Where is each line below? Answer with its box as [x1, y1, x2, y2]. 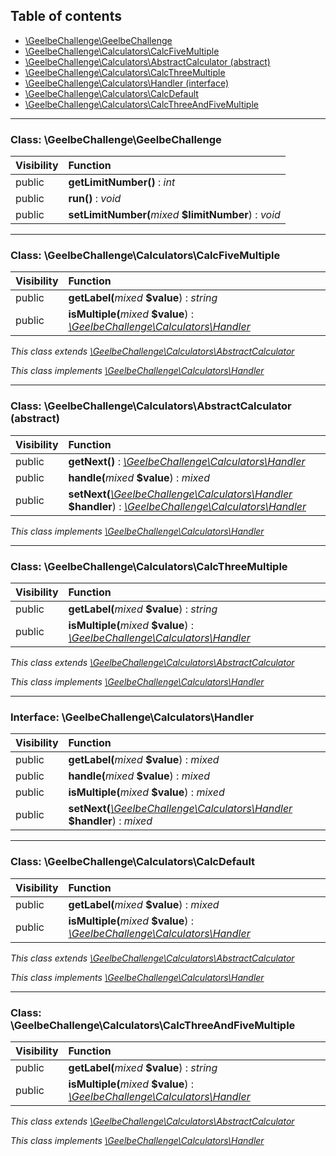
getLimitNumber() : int [68, 175, 176, 189]
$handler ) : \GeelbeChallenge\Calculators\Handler [68, 499, 307, 513]
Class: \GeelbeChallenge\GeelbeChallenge [10, 132, 222, 146]
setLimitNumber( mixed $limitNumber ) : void [68, 208, 281, 222]
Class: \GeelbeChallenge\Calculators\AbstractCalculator [10, 399, 292, 413]
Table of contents [10, 8, 122, 25]
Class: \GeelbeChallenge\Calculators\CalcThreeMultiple [10, 559, 288, 573]
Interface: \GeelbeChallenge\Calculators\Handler [10, 710, 255, 724]
